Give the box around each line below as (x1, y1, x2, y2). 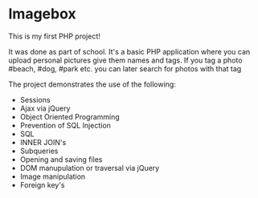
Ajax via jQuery (19, 103, 71, 113)
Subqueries (19, 146, 59, 156)
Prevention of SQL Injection (19, 120, 111, 130)
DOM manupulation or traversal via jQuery (19, 163, 160, 172)
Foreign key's (19, 180, 66, 189)
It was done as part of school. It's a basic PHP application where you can (8, 46, 251, 56)
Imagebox (8, 5, 76, 23)
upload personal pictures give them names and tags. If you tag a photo (8, 55, 243, 65)
